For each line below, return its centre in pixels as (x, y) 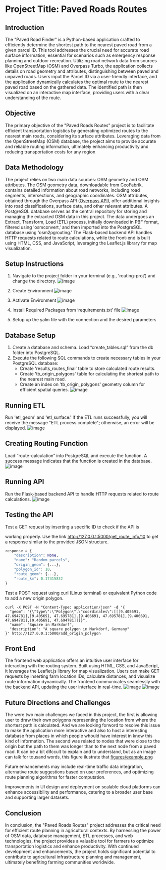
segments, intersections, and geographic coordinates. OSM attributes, (77, 195)
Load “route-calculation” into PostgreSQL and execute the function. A (76, 455)
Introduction (25, 28)
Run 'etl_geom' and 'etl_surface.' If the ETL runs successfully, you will (76, 417)
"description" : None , (36, 556)
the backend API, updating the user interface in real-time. (64, 687)
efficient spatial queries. (44, 390)
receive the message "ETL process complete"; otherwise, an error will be (80, 423)
